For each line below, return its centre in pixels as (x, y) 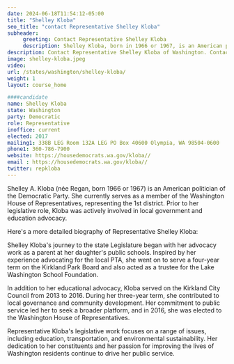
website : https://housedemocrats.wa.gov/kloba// (79, 156)
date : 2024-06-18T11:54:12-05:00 (56, 14)
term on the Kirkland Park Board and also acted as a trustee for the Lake (111, 267)
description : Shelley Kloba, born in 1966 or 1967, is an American (123, 46)
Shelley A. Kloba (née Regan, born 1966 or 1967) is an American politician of (117, 188)
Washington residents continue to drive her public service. (91, 353)
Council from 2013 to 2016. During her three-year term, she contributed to (113, 295)
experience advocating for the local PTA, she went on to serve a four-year (114, 260)
